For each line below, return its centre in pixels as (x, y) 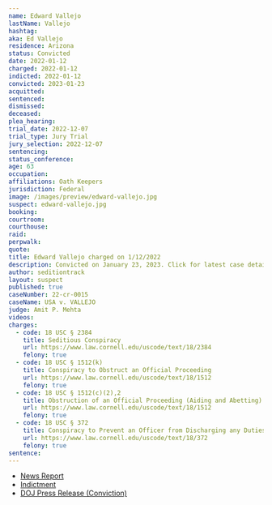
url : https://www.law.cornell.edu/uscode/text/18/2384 (117, 348)
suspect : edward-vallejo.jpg (57, 204)
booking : (23, 212)
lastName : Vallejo (39, 24)
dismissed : (27, 106)
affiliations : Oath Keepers (56, 182)
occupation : (28, 174)
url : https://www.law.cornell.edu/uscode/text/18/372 (115, 438)
